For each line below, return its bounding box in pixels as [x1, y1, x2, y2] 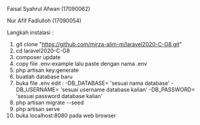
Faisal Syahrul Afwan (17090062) [7, 5, 91, 12]
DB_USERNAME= [15, 86, 60, 93]
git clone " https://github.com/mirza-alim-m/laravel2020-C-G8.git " [15, 41, 182, 48]
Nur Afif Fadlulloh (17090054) [7, 17, 82, 24]
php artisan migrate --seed [15, 99, 84, 106]
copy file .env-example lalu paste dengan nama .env [15, 60, 148, 67]
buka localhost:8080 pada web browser [15, 112, 116, 119]
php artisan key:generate [15, 66, 79, 74]
